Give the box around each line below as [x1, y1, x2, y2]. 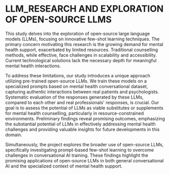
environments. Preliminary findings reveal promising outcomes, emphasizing [5, 115, 165, 121]
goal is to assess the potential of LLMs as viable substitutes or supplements [5, 105, 163, 111]
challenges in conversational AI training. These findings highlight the [5, 152, 149, 158]
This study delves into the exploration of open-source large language [5, 30, 150, 36]
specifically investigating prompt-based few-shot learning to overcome [5, 147, 154, 153]
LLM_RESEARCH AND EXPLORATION [5, 3, 164, 15]
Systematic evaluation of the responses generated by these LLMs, [5, 94, 144, 100]
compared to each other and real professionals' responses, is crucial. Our [5, 99, 159, 105]
